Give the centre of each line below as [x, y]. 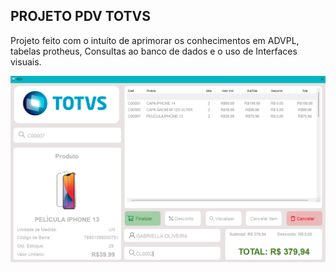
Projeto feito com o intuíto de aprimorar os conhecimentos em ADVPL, [155, 40]
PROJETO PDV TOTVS [81, 16]
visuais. [26, 61]
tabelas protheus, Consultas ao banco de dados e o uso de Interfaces [154, 51]
